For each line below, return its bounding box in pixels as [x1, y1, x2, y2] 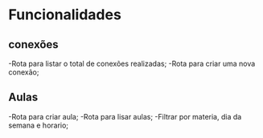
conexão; [8, 67, 39, 77]
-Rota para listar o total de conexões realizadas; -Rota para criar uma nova [8, 59, 256, 68]
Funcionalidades [8, 6, 122, 24]
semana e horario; [8, 120, 69, 130]
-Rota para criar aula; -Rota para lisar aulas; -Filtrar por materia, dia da [8, 112, 242, 121]
